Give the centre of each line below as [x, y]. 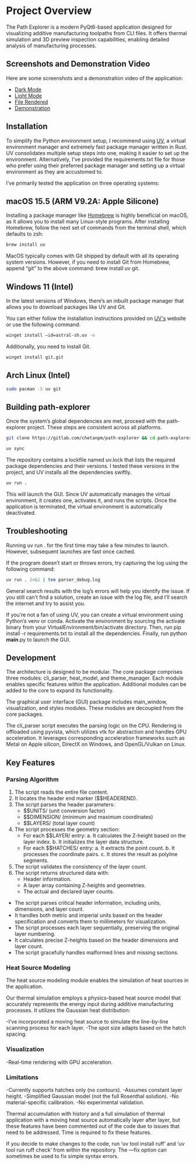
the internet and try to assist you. [46, 603]
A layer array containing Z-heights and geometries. [84, 885]
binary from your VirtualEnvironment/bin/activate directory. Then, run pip [94, 627]
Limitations [22, 1077]
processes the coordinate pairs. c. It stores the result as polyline [100, 854]
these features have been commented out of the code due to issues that [93, 1126]
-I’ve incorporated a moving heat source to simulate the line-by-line [87, 1022]
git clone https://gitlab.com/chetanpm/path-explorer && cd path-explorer [99, 438]
